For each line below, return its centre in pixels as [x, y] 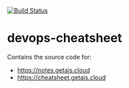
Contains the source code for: [49, 57]
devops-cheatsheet [64, 38]
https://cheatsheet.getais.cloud [61, 77]
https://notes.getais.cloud [54, 70]
